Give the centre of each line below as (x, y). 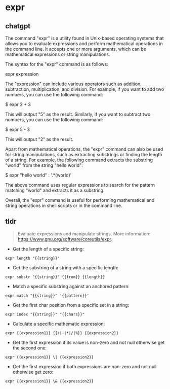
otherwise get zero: (33, 372)
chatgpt (18, 26)
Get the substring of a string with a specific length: (66, 267)
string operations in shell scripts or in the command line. (64, 205)
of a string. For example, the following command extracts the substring (79, 160)
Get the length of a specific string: (48, 249)
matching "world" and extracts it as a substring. (55, 190)
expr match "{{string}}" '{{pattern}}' (47, 296)
